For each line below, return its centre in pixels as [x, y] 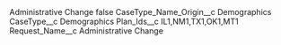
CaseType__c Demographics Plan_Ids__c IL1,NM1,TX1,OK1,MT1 [124, 21]
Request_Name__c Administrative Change [87, 31]
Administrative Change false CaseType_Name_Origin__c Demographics [140, 12]
